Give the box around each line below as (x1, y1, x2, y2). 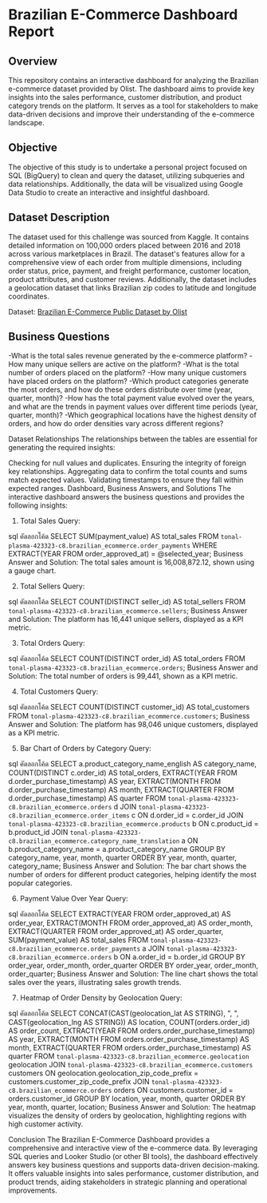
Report (8, 22, 54, 41)
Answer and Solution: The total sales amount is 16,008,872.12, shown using (8, 557, 255, 568)
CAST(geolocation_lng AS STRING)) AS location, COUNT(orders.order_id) (8, 1018, 250, 1027)
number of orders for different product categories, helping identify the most (8, 870, 257, 880)
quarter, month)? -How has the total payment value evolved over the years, (8, 394, 255, 403)
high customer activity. (8, 1119, 84, 1129)
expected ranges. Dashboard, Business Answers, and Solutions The (8, 484, 231, 493)
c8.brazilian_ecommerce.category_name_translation (8, 837, 180, 845)
